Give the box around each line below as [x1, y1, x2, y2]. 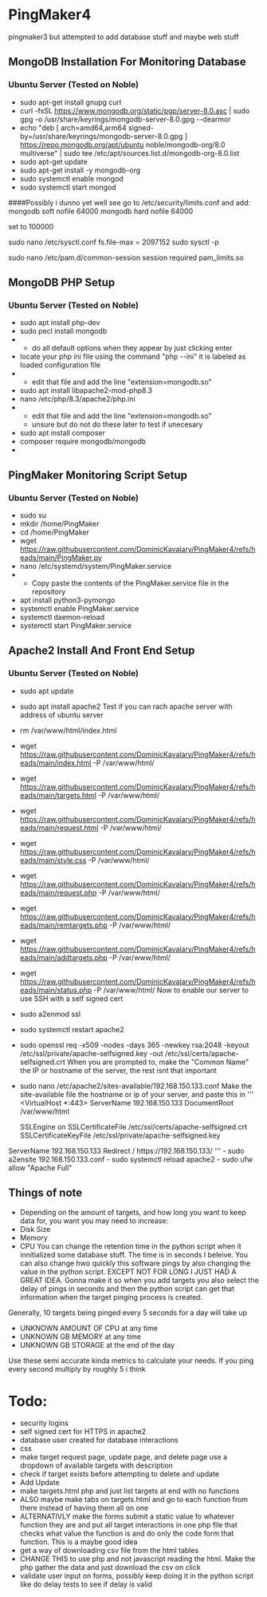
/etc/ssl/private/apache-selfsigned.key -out [19, 1048, 163, 1058]
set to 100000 [8, 221, 54, 231]
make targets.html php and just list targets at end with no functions [19, 1486, 240, 1496]
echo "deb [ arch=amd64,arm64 [19, 122, 127, 133]
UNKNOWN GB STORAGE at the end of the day [19, 1340, 175, 1349]
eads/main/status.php [19, 985, 92, 995]
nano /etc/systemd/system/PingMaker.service [19, 562, 172, 570]
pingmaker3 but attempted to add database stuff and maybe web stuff [8, 32, 239, 42]
